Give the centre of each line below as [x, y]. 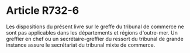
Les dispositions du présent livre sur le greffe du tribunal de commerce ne [95, 26]
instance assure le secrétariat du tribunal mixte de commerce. [81, 45]
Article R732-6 [43, 11]
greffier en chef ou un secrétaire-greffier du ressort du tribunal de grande [95, 39]
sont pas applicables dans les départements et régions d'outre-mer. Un [92, 32]
